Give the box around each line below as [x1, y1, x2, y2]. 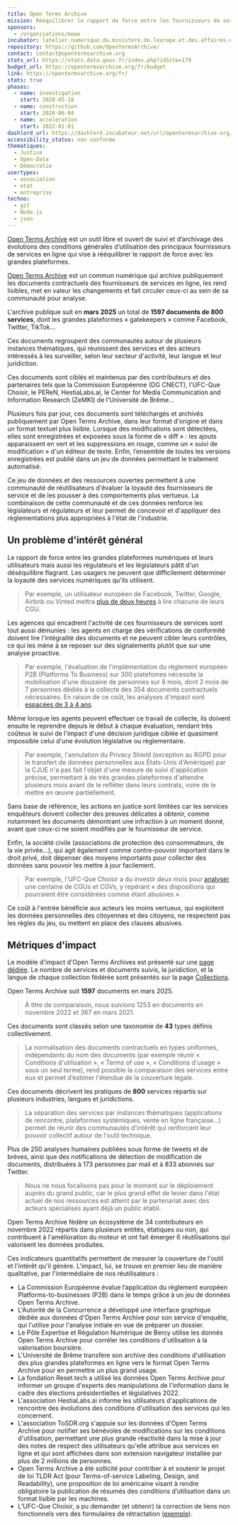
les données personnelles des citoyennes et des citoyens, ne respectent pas [7, 911, 231, 920]
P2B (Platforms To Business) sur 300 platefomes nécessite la [24, 669, 203, 679]
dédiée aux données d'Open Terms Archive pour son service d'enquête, [17, 1313, 229, 1322]
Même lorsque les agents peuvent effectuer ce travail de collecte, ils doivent [7, 713, 231, 722]
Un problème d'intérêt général [7, 534, 143, 546]
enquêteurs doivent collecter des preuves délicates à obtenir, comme [7, 809, 210, 818]
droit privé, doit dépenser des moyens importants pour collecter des [7, 853, 207, 862]
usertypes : [7, 168, 40, 176]
